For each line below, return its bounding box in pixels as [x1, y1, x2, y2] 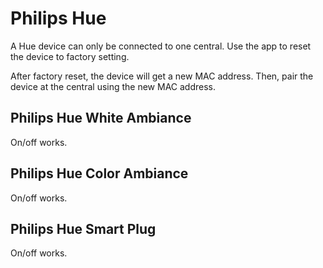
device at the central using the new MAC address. [10, 80, 217, 92]
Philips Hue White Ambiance [10, 110, 192, 127]
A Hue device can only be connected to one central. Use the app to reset [10, 40, 312, 52]
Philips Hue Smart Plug [10, 220, 157, 237]
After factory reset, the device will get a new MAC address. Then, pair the [10, 70, 314, 82]
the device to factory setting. [10, 50, 130, 62]
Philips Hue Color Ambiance [10, 165, 189, 182]
